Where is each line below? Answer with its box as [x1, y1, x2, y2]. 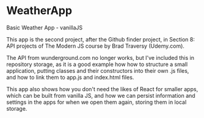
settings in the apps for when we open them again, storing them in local [6, 98, 187, 106]
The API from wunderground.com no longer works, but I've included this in [6, 54, 194, 61]
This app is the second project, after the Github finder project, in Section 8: [6, 35, 195, 43]
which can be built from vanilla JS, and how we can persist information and [6, 92, 195, 99]
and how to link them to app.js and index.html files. [6, 73, 134, 81]
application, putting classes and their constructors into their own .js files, [6, 67, 189, 74]
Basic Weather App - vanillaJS [6, 24, 83, 31]
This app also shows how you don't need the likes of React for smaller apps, [6, 85, 199, 92]
